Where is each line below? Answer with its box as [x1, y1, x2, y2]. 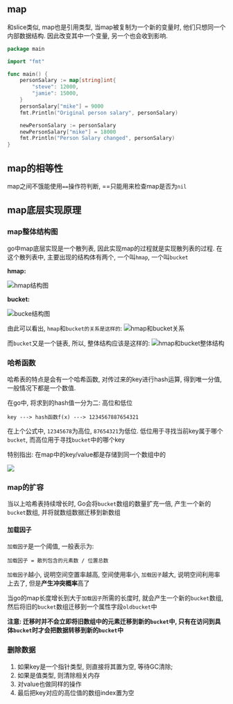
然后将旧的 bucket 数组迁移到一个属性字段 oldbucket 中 [7, 602, 157, 611]
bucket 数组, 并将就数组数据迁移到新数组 [7, 509, 121, 517]
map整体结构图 [7, 227, 58, 237]
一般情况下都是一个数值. [7, 383, 76, 392]
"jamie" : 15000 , [32, 90, 79, 97]
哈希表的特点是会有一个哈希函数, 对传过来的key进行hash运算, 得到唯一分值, [7, 375, 222, 383]
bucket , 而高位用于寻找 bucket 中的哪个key [7, 435, 126, 444]
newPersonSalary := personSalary [19, 122, 116, 129]
